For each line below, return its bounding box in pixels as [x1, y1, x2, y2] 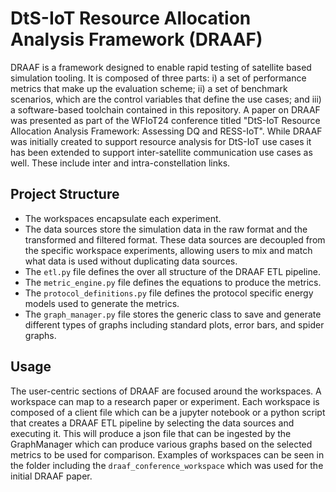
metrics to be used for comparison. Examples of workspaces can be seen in [10, 448, 325, 461]
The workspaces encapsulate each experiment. [24, 212, 222, 224]
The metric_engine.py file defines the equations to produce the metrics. [24, 276, 322, 288]
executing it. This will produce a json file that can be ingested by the [10, 427, 292, 439]
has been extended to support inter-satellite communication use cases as [10, 146, 313, 158]
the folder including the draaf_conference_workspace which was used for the [10, 459, 324, 471]
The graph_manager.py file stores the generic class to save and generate [24, 308, 322, 320]
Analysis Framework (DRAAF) [10, 28, 263, 51]
